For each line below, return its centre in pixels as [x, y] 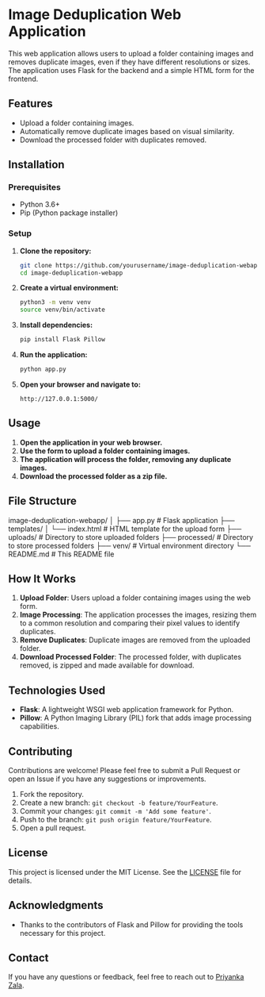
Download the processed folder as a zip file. [93, 476]
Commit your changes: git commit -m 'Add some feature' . [115, 811]
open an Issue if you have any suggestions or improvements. [108, 779]
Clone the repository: [55, 251]
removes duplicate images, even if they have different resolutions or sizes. [129, 62]
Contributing [40, 751]
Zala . [16, 985]
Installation [36, 165]
